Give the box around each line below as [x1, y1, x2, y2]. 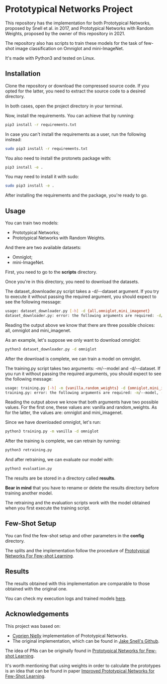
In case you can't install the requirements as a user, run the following [5, 131, 146, 137]
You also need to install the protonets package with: [5, 155, 111, 161]
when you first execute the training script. [5, 505, 91, 511]
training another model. [5, 490, 53, 496]
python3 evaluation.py [5, 466, 52, 471]
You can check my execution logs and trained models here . [5, 595, 127, 601]
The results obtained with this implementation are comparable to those [5, 581, 150, 586]
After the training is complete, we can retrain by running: [5, 438, 121, 444]
